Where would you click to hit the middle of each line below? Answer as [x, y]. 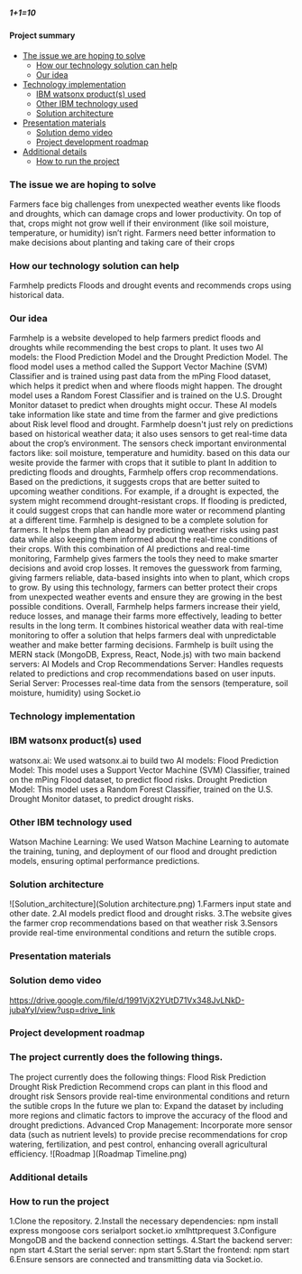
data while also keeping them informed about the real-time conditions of [143, 539]
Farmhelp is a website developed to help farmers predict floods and [135, 338]
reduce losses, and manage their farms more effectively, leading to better [146, 616]
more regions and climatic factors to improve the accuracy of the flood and [149, 1115]
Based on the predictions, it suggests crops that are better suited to [135, 482]
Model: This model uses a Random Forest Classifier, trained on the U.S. [141, 789]
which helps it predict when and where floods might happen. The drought [146, 386]
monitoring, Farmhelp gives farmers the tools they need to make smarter [144, 559]
